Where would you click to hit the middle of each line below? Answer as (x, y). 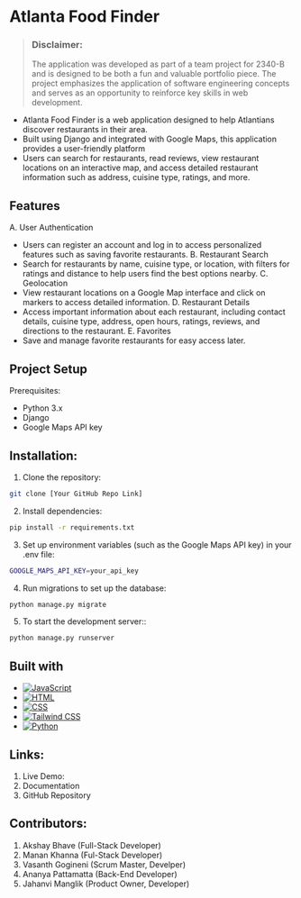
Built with (36, 666)
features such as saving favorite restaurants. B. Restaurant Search (145, 255)
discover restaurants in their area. (85, 130)
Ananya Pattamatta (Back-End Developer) (100, 874)
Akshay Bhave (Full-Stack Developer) (92, 845)
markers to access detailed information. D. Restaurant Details (136, 303)
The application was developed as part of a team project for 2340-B (158, 64)
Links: (27, 754)
